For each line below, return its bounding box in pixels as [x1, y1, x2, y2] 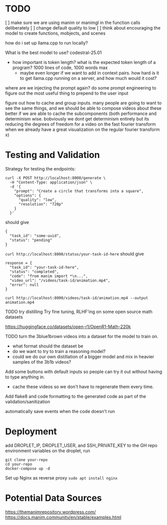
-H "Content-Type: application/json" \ [9, 179, 93, 185]
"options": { [14, 193, 41, 198]
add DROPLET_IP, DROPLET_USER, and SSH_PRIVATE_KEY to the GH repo [5, 442, 158, 448]
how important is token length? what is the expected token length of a [12, 59, 156, 65]
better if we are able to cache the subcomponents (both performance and [5, 110, 157, 116]
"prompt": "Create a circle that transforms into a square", [14, 188, 144, 193]
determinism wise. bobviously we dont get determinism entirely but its [5, 115, 150, 121]
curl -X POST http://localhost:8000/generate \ [5, 175, 106, 180]
